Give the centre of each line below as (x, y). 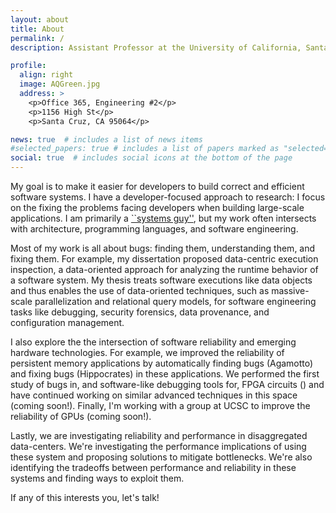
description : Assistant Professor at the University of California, (156, 47)
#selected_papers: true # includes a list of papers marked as (145, 149)
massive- (290, 290)
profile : (28, 66)
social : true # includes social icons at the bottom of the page (151, 158)
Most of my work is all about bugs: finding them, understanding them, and (163, 248)
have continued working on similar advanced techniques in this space (154, 395)
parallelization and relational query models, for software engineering (175, 301)
